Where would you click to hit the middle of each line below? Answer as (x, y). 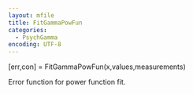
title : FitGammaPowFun (45, 23)
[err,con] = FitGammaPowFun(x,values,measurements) (97, 67)
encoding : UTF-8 (35, 45)
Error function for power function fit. (67, 82)
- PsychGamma (37, 37)
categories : (28, 30)
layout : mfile (32, 15)
